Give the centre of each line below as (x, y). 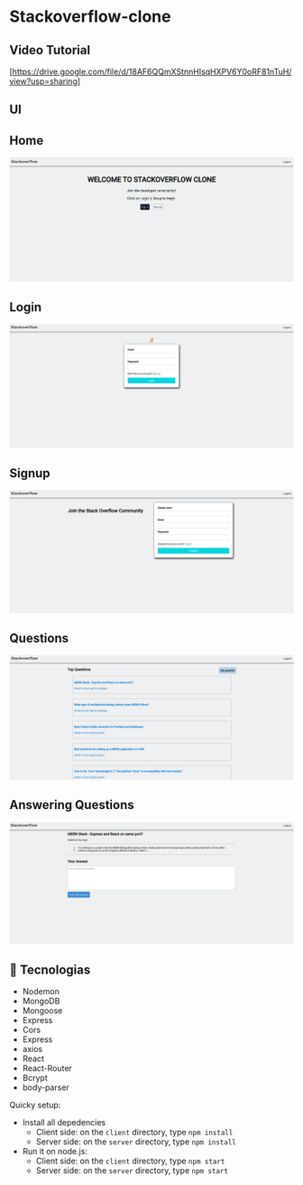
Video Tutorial (50, 50)
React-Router (47, 1068)
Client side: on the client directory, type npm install (134, 1133)
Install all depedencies (64, 1123)
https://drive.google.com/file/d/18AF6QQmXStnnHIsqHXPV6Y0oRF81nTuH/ (152, 71)
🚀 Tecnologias (50, 969)
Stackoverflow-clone (90, 17)
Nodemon (41, 992)
